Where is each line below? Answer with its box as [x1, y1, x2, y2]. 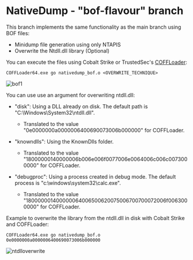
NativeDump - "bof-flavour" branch [6, 4, 184, 18]
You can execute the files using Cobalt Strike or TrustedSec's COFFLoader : [6, 59, 188, 66]
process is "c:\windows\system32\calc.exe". [14, 179, 121, 186]
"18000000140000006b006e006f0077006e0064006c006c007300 [23, 155, 188, 162]
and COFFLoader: [6, 221, 49, 228]
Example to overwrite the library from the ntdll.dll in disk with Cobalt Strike [6, 214, 185, 221]
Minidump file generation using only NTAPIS [14, 41, 121, 48]
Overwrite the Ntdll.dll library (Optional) [14, 47, 110, 54]
